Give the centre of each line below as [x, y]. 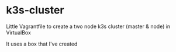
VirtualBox [18, 32]
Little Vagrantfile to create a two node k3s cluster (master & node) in [88, 26]
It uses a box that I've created [42, 44]
